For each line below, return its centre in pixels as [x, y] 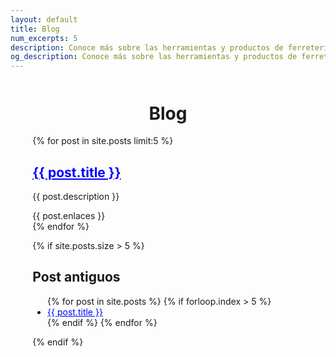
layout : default [44, 19]
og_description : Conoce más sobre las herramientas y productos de [154, 57]
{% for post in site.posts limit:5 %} [103, 141]
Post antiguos [76, 277]
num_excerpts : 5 [44, 38]
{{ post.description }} [76, 197]
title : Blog [35, 29]
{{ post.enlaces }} [69, 216]
